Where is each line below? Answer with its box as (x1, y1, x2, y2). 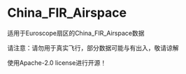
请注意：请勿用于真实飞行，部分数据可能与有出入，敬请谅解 (7, 43, 179, 52)
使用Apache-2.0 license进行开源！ (7, 58, 107, 67)
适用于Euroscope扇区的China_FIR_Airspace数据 (7, 29, 145, 37)
